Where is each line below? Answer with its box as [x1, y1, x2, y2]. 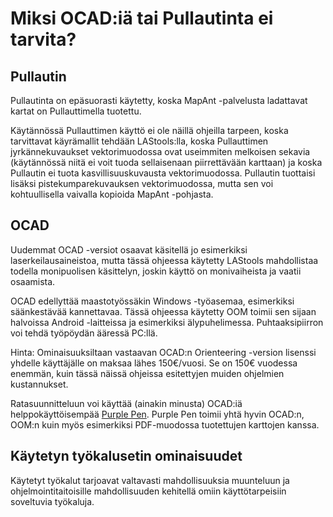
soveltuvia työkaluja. [10, 495, 95, 507]
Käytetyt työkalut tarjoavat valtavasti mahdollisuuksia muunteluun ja [10, 474, 290, 486]
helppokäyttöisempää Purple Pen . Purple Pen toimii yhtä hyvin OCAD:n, [10, 408, 305, 420]
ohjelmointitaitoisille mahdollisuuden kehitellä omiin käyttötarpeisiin [10, 485, 287, 497]
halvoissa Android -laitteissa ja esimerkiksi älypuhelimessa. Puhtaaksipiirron [10, 316, 324, 328]
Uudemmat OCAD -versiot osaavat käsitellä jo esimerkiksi [10, 243, 248, 256]
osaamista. [10, 275, 56, 287]
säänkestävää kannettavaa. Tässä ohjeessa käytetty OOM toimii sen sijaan [10, 305, 317, 317]
